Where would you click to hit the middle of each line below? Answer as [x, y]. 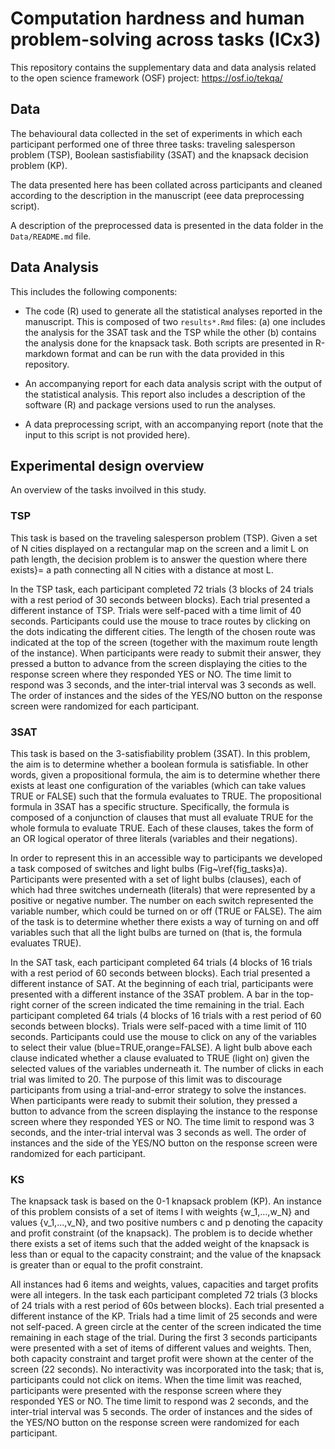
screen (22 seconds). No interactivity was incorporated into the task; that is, [167, 1369]
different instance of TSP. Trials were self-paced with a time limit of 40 [156, 610]
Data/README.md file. [51, 236]
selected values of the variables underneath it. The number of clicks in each [167, 1068]
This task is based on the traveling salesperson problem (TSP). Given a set [164, 538]
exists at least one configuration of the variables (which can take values [158, 785]
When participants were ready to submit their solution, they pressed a [154, 1100]
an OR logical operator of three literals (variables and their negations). [154, 838]
